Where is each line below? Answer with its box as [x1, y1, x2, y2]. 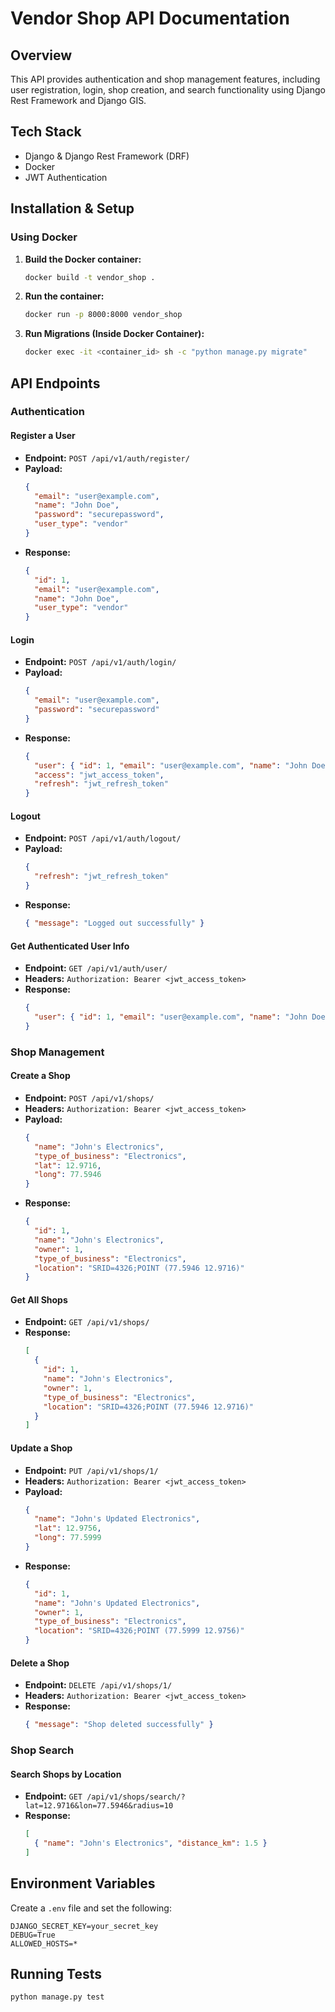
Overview [10, 47, 73, 64]
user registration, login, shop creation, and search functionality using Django [10, 84, 326, 96]
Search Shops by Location [10, 1768, 122, 1780]
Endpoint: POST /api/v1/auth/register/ [24, 452, 190, 464]
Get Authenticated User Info [10, 940, 130, 952]
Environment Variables [10, 1875, 156, 1892]
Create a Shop [10, 1070, 71, 1082]
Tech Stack [10, 123, 82, 141]
